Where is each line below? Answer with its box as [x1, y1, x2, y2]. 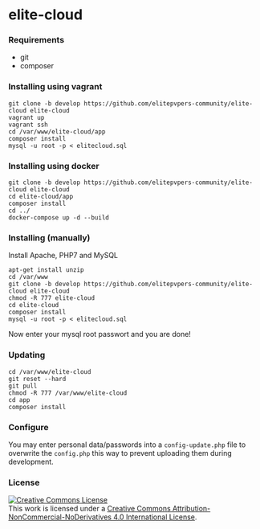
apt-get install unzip [8, 266, 84, 274]
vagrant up [8, 113, 45, 121]
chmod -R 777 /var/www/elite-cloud [8, 388, 128, 397]
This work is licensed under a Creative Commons [8, 504, 171, 514]
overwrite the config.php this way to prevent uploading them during [8, 448, 232, 457]
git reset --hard [8, 375, 67, 383]
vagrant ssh [8, 121, 48, 129]
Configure [8, 421, 49, 433]
